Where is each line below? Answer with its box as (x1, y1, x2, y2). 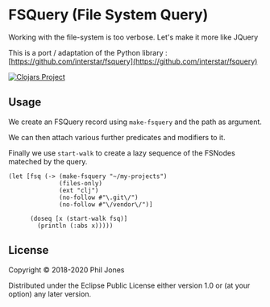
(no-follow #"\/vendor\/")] (59, 200, 153, 209)
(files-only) (59, 179, 103, 187)
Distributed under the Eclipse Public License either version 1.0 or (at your (8, 280, 251, 290)
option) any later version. (8, 288, 91, 299)
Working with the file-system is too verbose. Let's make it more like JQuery (8, 32, 259, 42)
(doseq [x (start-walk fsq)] (29, 214, 128, 222)
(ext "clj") (59, 186, 99, 194)
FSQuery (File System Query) (8, 6, 209, 24)
